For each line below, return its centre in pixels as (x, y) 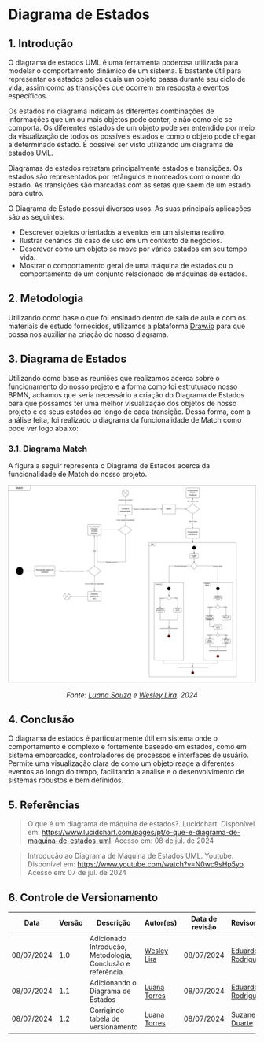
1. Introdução (40, 44)
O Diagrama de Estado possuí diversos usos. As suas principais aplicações (130, 209)
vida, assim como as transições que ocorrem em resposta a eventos (119, 87)
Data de (204, 918)
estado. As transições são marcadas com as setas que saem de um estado (130, 185)
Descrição (114, 923)
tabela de (104, 1019)
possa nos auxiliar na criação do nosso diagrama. (88, 334)
